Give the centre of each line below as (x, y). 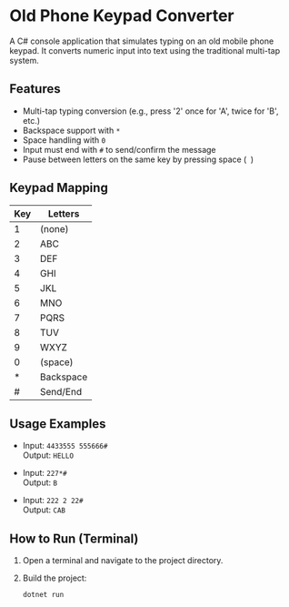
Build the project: (55, 578)
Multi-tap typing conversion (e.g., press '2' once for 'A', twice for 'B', (150, 111)
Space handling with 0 (64, 140)
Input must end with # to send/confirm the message (119, 149)
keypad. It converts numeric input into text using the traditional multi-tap (145, 50)
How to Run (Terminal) (74, 538)
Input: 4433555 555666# (65, 446)
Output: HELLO (48, 455)
